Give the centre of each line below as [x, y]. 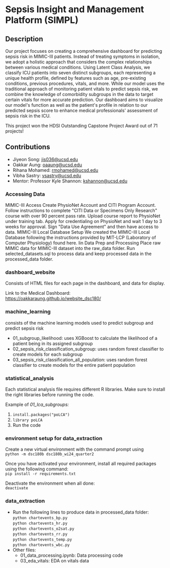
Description [24, 39]
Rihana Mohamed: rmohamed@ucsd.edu [55, 170]
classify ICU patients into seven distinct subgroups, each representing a [80, 73]
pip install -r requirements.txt [41, 474]
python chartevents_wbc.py [41, 545]
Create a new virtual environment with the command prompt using [74, 449]
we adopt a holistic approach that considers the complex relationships [79, 62]
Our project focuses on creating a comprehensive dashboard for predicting [84, 51]
